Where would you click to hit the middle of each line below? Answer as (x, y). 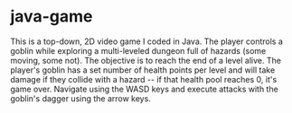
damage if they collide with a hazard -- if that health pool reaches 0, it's (144, 79)
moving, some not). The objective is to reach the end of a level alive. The (146, 60)
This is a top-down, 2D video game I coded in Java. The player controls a (146, 41)
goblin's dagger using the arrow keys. (81, 98)
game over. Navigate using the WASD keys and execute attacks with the (144, 89)
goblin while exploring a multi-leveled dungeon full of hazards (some (138, 50)
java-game (52, 17)
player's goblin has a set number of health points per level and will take (143, 70)
